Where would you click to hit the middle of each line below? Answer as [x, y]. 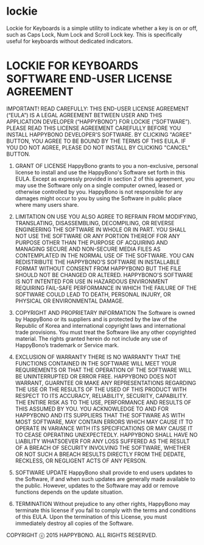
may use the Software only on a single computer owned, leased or [98, 185]
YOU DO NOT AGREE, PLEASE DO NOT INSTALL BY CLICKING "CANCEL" [98, 147]
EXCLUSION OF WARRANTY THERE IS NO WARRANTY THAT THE [98, 357]
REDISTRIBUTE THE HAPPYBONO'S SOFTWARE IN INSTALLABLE [97, 262]
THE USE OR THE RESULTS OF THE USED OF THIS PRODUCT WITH [101, 389]
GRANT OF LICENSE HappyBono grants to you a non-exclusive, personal [107, 165]
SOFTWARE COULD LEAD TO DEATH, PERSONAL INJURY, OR [93, 294]
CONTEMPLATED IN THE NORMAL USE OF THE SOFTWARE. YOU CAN [104, 255]
